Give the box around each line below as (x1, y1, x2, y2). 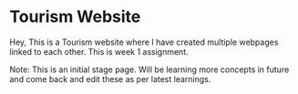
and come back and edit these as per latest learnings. (9, 73, 211, 84)
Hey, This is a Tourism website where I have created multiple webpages (9, 37, 279, 47)
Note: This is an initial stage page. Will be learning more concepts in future (9, 64, 290, 75)
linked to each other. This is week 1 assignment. (9, 46, 189, 57)
